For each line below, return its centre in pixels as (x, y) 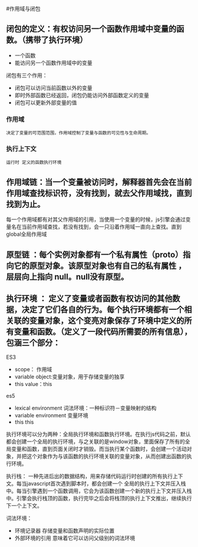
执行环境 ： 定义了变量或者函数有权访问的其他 (89, 299)
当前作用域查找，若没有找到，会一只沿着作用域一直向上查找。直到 (101, 227)
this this (24, 422)
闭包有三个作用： (27, 75)
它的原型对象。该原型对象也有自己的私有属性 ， (100, 266)
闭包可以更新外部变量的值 (46, 103)
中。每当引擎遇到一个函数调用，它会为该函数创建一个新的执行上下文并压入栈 (99, 491)
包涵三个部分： (33, 343)
